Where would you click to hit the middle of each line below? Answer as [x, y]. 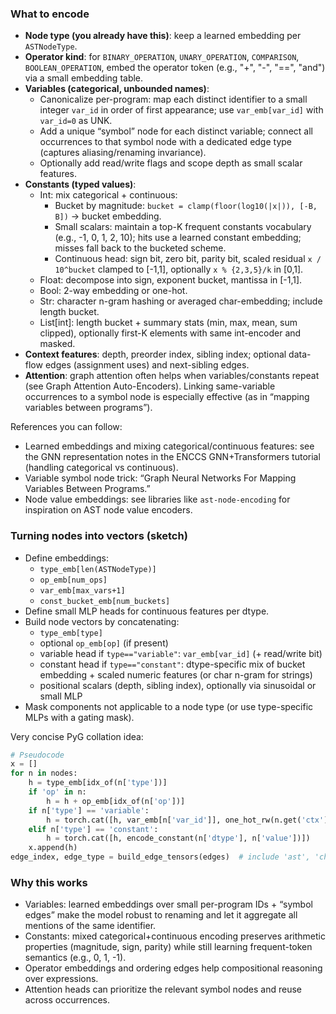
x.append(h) [53, 848]
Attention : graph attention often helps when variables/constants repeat [172, 376]
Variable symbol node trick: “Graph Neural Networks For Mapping [160, 478]
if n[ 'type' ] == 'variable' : [89, 810]
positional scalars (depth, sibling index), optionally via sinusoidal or [178, 685]
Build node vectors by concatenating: [102, 621]
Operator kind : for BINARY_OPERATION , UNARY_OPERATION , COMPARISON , [162, 57]
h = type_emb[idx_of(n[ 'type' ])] [98, 783]
